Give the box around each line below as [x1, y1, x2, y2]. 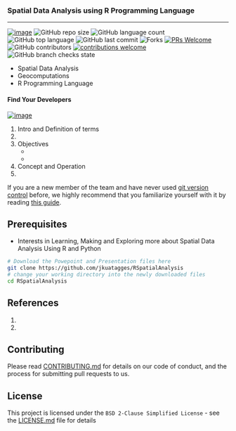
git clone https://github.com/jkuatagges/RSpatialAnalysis [7, 264, 184, 272]
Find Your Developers [7, 95, 72, 103]
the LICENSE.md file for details [7, 416, 96, 425]
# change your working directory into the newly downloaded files [7, 271, 206, 278]
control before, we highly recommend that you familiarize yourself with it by [7, 191, 226, 199]
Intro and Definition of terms [17, 124, 100, 133]
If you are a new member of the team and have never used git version [7, 183, 209, 191]
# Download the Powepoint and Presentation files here [7, 258, 171, 265]
